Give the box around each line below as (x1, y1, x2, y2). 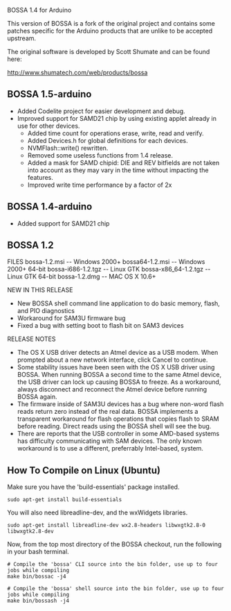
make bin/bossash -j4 (7, 597, 70, 605)
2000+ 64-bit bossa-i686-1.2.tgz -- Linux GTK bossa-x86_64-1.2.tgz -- (7, 265, 211, 274)
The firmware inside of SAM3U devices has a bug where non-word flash (17, 400, 224, 408)
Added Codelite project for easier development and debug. (17, 107, 185, 115)
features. (27, 173, 54, 181)
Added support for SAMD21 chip (17, 219, 110, 228)
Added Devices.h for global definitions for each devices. (27, 136, 188, 144)
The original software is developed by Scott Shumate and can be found (7, 48, 210, 56)
